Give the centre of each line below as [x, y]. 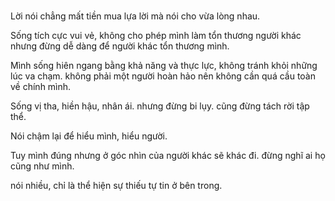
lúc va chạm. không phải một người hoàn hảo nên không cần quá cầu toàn [163, 76]
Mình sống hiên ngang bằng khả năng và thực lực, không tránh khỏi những [164, 66]
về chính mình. [41, 87]
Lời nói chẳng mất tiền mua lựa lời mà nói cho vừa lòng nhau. [135, 16]
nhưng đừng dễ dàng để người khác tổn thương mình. [120, 46]
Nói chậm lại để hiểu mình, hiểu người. [89, 136]
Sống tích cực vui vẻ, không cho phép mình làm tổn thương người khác [156, 36]
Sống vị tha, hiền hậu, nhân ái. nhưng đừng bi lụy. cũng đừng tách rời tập [160, 106]
